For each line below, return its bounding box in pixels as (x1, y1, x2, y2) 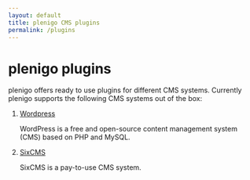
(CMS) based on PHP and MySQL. (19, 132, 131, 142)
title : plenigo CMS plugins (8, 19, 101, 27)
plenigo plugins (8, 59, 112, 77)
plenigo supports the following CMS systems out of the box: (8, 94, 203, 103)
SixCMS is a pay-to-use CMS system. (19, 163, 142, 172)
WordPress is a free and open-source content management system (19, 124, 238, 134)
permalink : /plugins (8, 26, 76, 34)
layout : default (8, 11, 61, 20)
